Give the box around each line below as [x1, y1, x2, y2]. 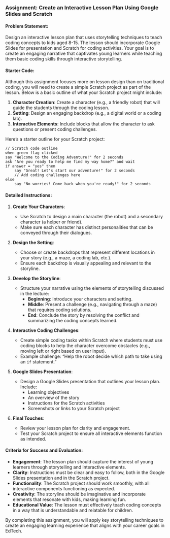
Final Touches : [12, 415, 45, 421]
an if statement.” [20, 358, 57, 364]
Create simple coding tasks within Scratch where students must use [20, 337, 163, 343]
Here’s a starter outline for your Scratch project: [5, 136, 105, 142]
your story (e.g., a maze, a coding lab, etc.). [20, 254, 112, 260]
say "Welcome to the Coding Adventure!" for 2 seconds [5, 155, 124, 160]
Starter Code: [5, 68, 35, 74]
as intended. [20, 435, 47, 442]
